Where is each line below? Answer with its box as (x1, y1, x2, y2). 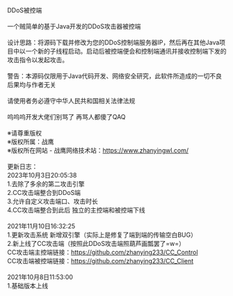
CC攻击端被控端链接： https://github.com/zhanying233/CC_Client (7, 257, 194, 265)
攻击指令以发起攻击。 (7, 56, 68, 64)
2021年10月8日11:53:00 (7, 273, 73, 281)
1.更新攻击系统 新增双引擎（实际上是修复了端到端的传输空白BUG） (7, 231, 197, 239)
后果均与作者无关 (7, 81, 56, 88)
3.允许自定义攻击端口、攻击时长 (7, 197, 99, 205)
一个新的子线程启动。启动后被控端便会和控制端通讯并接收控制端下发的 (25, 47, 227, 55)
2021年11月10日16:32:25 (7, 222, 75, 230)
